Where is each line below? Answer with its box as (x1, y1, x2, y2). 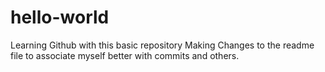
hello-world (10, 6, 110, 29)
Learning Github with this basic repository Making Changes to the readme (10, 39, 315, 51)
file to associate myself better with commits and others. (10, 49, 240, 61)
